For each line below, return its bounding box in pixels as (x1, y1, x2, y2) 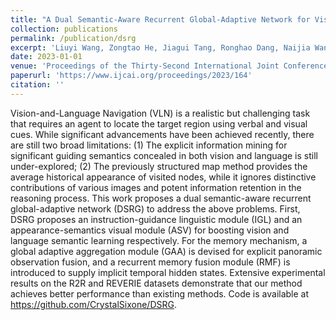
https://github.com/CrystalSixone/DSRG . (10, 298, 177, 310)
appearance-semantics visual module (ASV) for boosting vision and (10, 224, 290, 236)
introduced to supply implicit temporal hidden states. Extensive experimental (10, 266, 326, 278)
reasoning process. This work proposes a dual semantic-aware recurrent (10, 192, 312, 204)
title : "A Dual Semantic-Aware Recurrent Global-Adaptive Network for (10, 14, 311, 25)
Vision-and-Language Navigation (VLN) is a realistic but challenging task (10, 107, 311, 119)
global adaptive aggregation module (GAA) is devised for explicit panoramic (10, 245, 323, 257)
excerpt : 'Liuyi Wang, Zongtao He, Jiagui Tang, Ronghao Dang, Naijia (10, 42, 311, 53)
